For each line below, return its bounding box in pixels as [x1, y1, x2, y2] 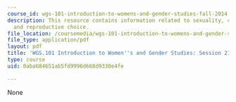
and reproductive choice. [13, 23, 90, 30]
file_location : [7, 30, 52, 37]
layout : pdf [7, 43, 42, 50]
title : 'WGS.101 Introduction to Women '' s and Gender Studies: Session [7, 50, 221, 57]
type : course [7, 56, 46, 63]
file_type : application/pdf [7, 37, 90, 44]
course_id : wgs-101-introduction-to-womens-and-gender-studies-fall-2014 [7, 10, 228, 18]
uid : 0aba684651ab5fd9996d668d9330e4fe [7, 63, 124, 70]
